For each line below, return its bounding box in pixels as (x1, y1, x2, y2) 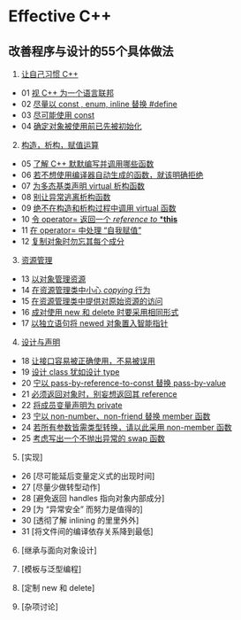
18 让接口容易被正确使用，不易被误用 (20, 356, 156, 366)
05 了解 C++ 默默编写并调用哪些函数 (20, 159, 154, 169)
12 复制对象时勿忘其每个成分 (20, 236, 124, 246)
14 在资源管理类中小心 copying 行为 (20, 285, 151, 295)
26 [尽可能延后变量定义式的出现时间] (20, 471, 155, 481)
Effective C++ (8, 6, 112, 27)
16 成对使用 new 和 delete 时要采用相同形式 (20, 307, 179, 317)
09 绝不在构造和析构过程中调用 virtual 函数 (20, 203, 177, 213)
